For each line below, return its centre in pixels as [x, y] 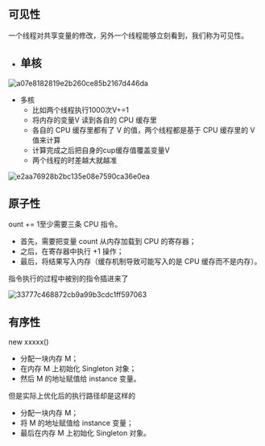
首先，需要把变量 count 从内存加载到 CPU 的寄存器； [108, 242]
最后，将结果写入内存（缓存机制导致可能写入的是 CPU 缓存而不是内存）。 [141, 262]
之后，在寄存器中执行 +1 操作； [72, 251]
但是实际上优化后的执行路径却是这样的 [72, 396]
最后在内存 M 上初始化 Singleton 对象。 [85, 433]
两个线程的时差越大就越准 [75, 160]
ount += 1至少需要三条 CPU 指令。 [65, 225]
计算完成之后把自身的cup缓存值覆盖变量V [101, 150]
